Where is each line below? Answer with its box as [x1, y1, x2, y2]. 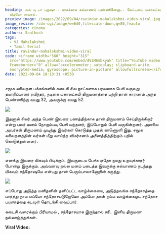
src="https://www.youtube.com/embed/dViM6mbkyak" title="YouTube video [9, 58, 161, 63]
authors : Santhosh [5, 30, 43, 35]
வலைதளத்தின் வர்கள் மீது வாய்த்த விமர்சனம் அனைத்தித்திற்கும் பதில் [5, 132, 133, 138]
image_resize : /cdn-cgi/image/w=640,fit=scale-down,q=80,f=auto [5, 21, 140, 26]
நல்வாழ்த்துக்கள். [5, 214, 37, 220]
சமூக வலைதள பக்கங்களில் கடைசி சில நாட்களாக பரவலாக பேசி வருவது [5, 85, 140, 91]
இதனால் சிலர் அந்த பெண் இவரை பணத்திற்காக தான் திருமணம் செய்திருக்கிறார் [5, 116, 153, 121]
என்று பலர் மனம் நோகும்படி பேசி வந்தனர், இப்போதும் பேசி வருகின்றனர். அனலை [5, 121, 159, 127]
